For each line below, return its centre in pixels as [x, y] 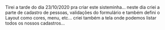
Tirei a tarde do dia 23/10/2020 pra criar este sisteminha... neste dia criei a [82, 7]
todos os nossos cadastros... [35, 23]
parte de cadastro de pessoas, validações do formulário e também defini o [82, 12]
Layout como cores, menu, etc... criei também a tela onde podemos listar [81, 18]
